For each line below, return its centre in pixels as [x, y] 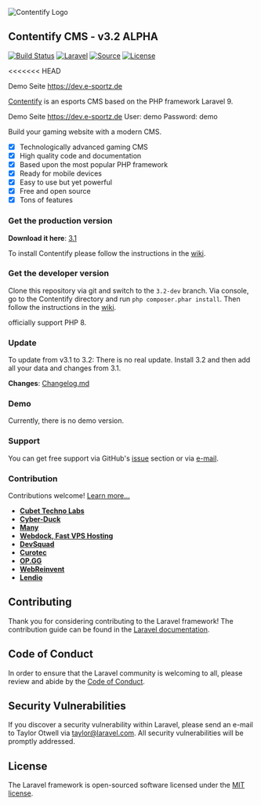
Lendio [31, 577]
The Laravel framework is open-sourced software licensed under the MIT [127, 785]
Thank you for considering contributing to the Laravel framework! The [121, 621]
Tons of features [46, 200]
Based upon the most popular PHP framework [94, 164]
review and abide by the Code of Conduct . [76, 681]
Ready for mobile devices [60, 173]
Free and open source [55, 191]
